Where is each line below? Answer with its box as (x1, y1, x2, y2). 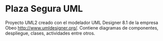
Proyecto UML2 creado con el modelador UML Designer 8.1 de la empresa (5, 19, 158, 25)
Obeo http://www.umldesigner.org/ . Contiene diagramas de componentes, (5, 24, 159, 30)
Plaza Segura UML (5, 3, 83, 14)
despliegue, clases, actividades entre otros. (5, 30, 95, 36)
